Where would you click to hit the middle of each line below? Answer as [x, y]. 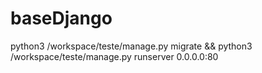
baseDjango [61, 18]
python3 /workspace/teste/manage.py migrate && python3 [131, 46]
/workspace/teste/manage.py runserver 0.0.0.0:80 [114, 56]
